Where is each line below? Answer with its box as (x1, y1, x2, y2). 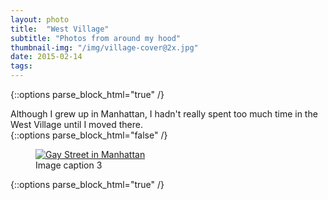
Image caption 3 (35, 159, 103, 171)
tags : (10, 61, 33, 71)
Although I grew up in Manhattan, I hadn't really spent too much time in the (10, 108, 318, 120)
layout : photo (10, 14, 70, 25)
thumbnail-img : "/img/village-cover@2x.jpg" (10, 42, 199, 53)
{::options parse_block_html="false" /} (10, 129, 168, 141)
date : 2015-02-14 (10, 52, 83, 62)
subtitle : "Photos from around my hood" (10, 33, 182, 43)
